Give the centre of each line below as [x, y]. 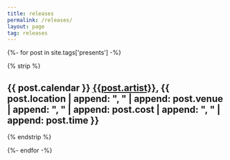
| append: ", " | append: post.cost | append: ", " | [114, 109]
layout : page [26, 26]
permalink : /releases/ [40, 20]
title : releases [30, 14]
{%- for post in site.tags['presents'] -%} [64, 53]
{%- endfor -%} [30, 150]
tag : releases [28, 33]
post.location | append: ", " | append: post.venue [115, 99]
